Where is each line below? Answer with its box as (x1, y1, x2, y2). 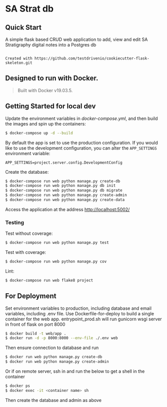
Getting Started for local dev (5, 102, 96, 111)
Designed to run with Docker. (5, 74, 99, 83)
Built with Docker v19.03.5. (17, 87, 73, 93)
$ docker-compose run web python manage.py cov (5, 259, 107, 264)
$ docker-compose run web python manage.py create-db (5, 178, 121, 184)
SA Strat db (5, 3, 54, 15)
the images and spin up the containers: (5, 120, 87, 126)
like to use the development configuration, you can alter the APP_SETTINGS (5, 145, 157, 151)
